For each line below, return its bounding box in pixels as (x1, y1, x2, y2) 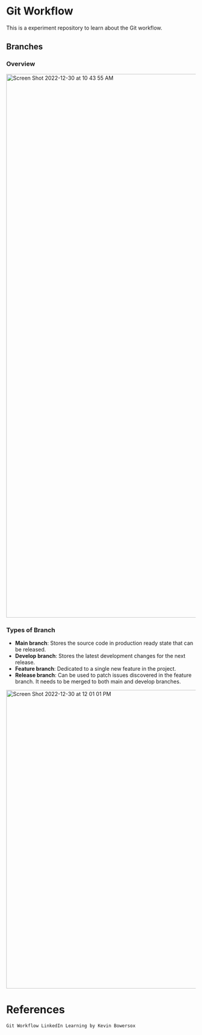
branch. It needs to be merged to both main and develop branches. (14, 677, 182, 685)
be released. (14, 645, 46, 653)
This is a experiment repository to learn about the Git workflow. (6, 24, 162, 31)
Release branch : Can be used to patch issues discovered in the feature (14, 671, 192, 679)
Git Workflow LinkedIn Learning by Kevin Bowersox (6, 1022, 136, 1029)
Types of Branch (6, 625, 56, 634)
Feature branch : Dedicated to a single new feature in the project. (14, 665, 176, 672)
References (6, 1003, 65, 1017)
